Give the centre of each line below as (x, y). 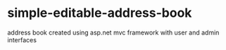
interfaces (22, 39)
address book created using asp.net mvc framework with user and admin (113, 32)
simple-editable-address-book (100, 13)
